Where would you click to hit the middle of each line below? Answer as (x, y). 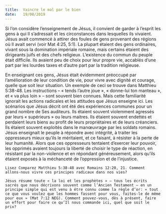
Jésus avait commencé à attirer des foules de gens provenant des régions (81, 39)
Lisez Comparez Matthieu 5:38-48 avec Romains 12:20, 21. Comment (75, 168)
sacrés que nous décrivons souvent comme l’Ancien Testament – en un (79, 185)
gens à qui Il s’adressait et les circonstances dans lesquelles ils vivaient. (79, 34)
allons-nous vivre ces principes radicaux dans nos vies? (66, 172)
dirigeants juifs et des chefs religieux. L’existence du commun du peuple (79, 54)
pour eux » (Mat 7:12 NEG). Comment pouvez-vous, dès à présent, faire (81, 198)
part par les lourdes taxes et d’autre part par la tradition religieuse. (73, 65)
